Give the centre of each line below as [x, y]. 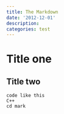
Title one [29, 59]
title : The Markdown [33, 12]
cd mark [16, 106]
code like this [26, 96]
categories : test [28, 29]
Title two [23, 81]
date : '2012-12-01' [31, 18]
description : [23, 23]
